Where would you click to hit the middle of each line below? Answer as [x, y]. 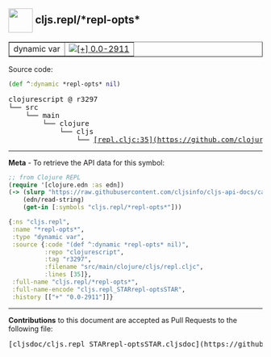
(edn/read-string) [54, 200]
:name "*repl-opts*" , [48, 229]
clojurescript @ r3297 [53, 99]
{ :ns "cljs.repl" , [39, 222]
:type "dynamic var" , [48, 237]
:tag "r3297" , [68, 259]
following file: [31, 329]
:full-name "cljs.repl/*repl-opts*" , [75, 282]
